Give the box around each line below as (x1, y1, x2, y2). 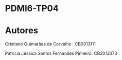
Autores (5, 25, 38, 36)
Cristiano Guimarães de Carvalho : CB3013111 (5, 41, 96, 47)
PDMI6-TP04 (5, 3, 59, 14)
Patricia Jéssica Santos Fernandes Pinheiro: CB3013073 (5, 50, 118, 56)
